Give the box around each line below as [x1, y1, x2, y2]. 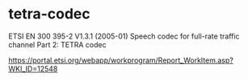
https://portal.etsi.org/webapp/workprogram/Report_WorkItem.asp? [8, 55, 234, 65]
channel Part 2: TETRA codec [8, 39, 107, 49]
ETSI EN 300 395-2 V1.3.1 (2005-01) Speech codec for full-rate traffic [8, 31, 240, 41]
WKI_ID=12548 [8, 63, 58, 73]
